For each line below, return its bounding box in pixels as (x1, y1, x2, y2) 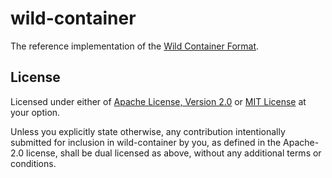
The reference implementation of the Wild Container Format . (10, 40, 260, 52)
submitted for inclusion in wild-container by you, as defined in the (10, 136, 282, 148)
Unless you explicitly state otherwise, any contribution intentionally (10, 125, 286, 137)
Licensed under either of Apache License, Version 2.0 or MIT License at (10, 95, 307, 107)
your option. (10, 106, 61, 118)
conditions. (10, 157, 57, 169)
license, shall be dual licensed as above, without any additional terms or (25, 147, 322, 159)
